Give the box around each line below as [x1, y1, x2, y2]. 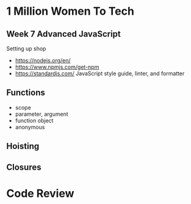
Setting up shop [6, 45, 46, 52]
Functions [6, 88, 46, 98]
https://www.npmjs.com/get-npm [15, 63, 99, 70]
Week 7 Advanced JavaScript [6, 29, 121, 39]
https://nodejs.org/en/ [15, 57, 71, 64]
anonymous [15, 123, 45, 130]
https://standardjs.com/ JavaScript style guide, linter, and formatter [15, 70, 185, 77]
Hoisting [6, 141, 40, 151]
